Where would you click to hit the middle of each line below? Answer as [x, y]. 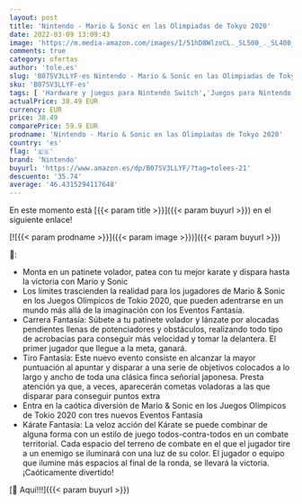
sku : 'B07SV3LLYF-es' [50, 84]
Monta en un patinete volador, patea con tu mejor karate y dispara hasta [156, 272]
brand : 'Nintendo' [44, 159]
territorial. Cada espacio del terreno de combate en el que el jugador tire [156, 444]
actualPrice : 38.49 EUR [54, 101]
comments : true [38, 51]
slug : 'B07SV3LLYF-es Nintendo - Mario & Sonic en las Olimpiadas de [142, 76]
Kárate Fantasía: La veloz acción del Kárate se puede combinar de [145, 425]
